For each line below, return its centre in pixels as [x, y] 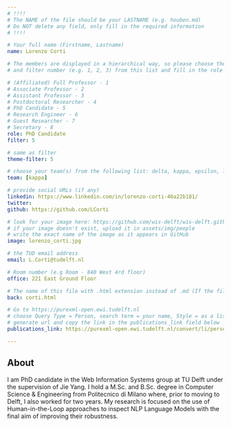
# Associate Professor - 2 [46, 89]
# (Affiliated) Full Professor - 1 [58, 83]
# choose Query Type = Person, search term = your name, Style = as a [110, 316]
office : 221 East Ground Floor [52, 278]
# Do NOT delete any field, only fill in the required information [106, 26]
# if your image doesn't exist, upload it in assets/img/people [101, 228]
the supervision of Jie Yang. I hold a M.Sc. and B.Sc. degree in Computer [111, 386]
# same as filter [32, 153]
